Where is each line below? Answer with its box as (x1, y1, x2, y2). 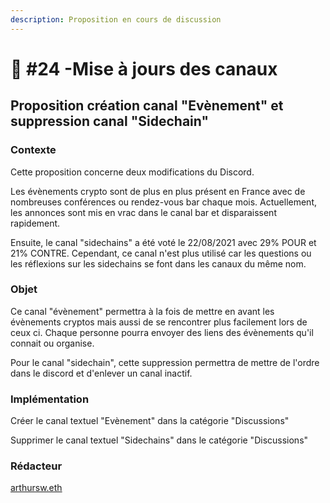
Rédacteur (10, 459, 63, 473)
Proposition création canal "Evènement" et (10, 97, 284, 115)
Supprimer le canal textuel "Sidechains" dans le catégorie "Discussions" (10, 434, 309, 446)
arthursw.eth (10, 482, 63, 494)
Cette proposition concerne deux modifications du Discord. (10, 166, 255, 178)
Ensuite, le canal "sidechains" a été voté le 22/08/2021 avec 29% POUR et (10, 236, 317, 248)
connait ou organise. (10, 337, 95, 349)
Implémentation (10, 392, 90, 406)
